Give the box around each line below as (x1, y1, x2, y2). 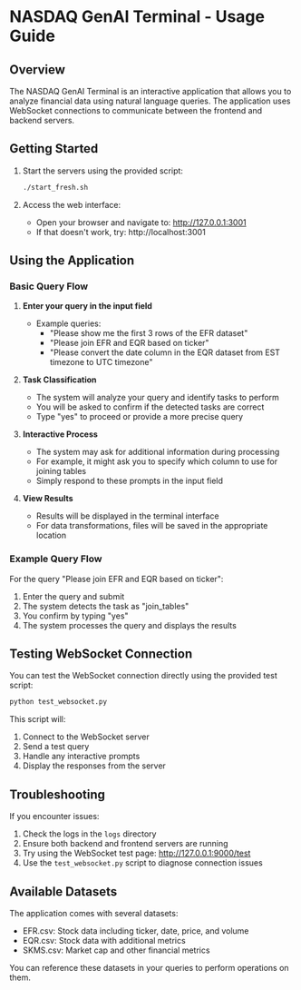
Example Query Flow (9, 552, 102, 565)
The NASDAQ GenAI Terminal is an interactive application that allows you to (9, 86, 292, 96)
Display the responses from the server (22, 760, 166, 771)
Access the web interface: (22, 199, 121, 210)
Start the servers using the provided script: (22, 165, 184, 176)
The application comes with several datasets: (9, 907, 179, 918)
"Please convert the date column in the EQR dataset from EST (49, 347, 281, 358)
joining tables (35, 466, 87, 477)
